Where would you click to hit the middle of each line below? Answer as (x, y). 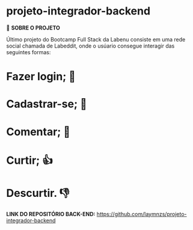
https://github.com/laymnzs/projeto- (142, 214)
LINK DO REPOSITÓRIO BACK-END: (51, 214)
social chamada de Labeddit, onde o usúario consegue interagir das (90, 46)
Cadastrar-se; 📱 (47, 104)
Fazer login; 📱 (41, 77)
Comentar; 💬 (38, 132)
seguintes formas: (29, 52)
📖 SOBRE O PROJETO (33, 28)
